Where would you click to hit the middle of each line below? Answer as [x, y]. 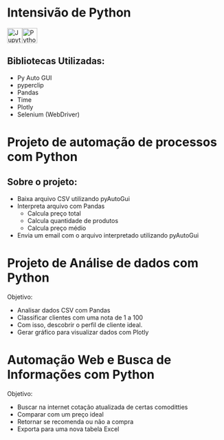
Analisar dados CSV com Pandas [64, 310]
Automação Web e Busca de [89, 360]
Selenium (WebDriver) [48, 114]
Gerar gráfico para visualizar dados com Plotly [83, 332]
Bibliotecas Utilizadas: [56, 61]
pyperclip [31, 85]
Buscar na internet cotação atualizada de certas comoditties [102, 407]
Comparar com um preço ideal [60, 414]
